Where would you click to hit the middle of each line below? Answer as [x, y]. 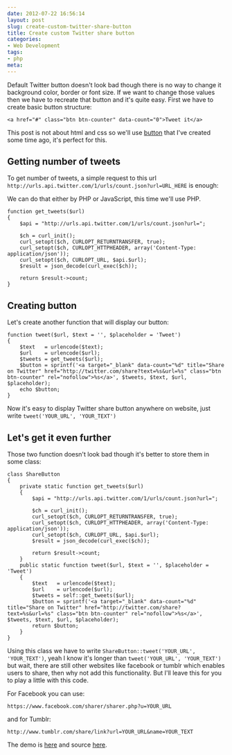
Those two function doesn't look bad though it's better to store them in [108, 454]
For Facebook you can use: [46, 694]
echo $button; [40, 390]
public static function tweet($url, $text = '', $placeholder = [114, 565]
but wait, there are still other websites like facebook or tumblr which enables [116, 666]
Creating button [42, 305]
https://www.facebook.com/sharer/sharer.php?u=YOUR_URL [89, 707]
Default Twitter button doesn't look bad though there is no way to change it [114, 85]
